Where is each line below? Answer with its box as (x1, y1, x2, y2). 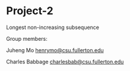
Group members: (6, 35, 47, 42)
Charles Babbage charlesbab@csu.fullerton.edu (6, 58, 124, 65)
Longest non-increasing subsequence (6, 24, 100, 31)
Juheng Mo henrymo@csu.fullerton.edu (6, 46, 104, 54)
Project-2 (6, 4, 53, 18)
